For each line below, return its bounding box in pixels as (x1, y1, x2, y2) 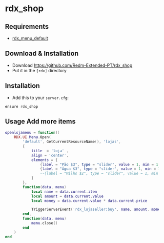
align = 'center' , (31, 153, 69, 158)
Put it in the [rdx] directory (12, 67, 67, 73)
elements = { (31, 157, 58, 162)
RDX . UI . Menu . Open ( (14, 135, 51, 140)
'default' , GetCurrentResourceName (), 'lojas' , (22, 140, 121, 144)
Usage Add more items (5, 118, 76, 126)
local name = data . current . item (31, 189, 97, 194)
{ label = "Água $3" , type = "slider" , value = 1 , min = (40, 166, 156, 171)
